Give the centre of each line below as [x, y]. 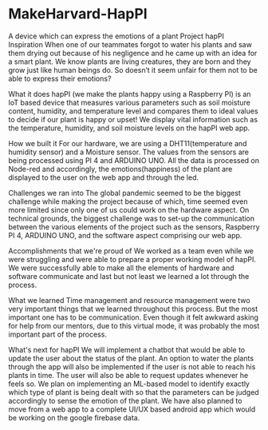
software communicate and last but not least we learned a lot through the [129, 276]
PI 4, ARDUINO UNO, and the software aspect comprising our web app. [125, 235]
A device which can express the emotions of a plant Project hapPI [116, 36]
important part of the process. [58, 334]
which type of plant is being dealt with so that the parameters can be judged [134, 392]
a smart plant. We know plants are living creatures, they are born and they [130, 62]
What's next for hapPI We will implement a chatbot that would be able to [127, 349]
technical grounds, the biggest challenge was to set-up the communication [132, 218]
